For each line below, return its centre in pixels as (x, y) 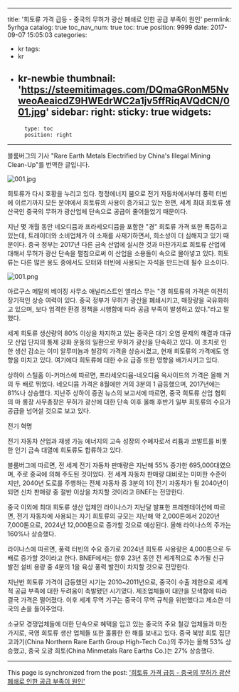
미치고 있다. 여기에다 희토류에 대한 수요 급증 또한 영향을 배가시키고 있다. (120, 360)
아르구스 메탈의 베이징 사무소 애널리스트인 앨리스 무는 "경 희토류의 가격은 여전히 (118, 291)
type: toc (39, 128)
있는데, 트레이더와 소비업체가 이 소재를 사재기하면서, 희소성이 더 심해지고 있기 (115, 235)
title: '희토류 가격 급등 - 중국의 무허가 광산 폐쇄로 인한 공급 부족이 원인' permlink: (119, 19)
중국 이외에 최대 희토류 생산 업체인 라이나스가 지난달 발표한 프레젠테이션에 (110, 507)
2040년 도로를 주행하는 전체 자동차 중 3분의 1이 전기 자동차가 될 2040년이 (126, 483)
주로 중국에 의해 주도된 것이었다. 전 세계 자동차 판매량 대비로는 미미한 (112, 474)
